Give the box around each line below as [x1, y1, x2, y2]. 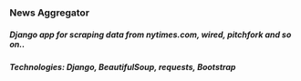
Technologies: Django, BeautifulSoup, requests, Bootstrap [9, 61, 236, 72]
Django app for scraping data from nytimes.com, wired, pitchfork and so [9, 29, 292, 40]
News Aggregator [9, 6, 89, 19]
